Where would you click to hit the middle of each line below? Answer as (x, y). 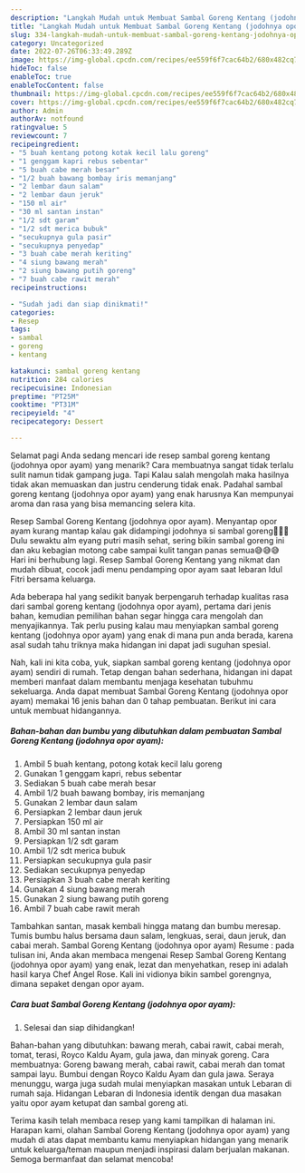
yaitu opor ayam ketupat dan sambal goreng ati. (100, 1102)
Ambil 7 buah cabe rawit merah (81, 908)
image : (23, 60)
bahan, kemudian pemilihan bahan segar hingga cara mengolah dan (137, 616)
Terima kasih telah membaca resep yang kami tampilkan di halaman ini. (143, 1120)
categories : (33, 313)
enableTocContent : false (57, 85)
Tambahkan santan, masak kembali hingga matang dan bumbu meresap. (146, 925)
